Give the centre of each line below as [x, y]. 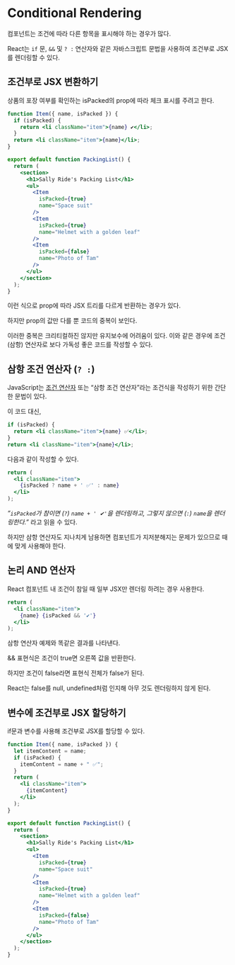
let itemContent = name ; [50, 751]
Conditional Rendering [75, 13]
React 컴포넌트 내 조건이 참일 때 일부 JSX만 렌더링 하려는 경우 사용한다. [106, 589]
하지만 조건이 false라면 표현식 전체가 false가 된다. [76, 673]
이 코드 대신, [24, 412]
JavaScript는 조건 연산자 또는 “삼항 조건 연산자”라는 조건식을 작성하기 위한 [110, 388]
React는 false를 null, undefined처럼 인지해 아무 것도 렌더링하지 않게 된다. [109, 688]
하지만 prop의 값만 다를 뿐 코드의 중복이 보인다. [72, 321]
